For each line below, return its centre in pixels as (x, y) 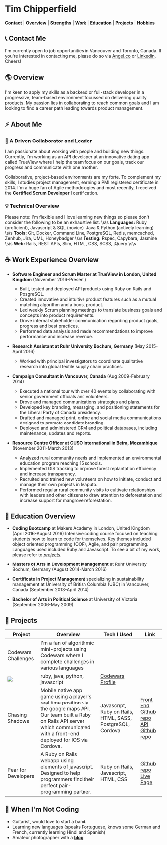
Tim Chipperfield (41, 9)
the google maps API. (65, 708)
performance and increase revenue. (56, 337)
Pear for (17, 770)
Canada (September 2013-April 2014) (51, 590)
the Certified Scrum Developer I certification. (52, 193)
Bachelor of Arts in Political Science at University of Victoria (75, 599)
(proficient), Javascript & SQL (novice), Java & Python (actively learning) (80, 227)
